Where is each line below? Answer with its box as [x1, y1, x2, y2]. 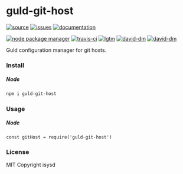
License [6, 147, 30, 156]
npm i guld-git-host [6, 90, 57, 97]
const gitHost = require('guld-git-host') [6, 134, 112, 140]
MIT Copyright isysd [6, 161, 55, 168]
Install [6, 61, 25, 69]
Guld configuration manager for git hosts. [6, 46, 107, 54]
